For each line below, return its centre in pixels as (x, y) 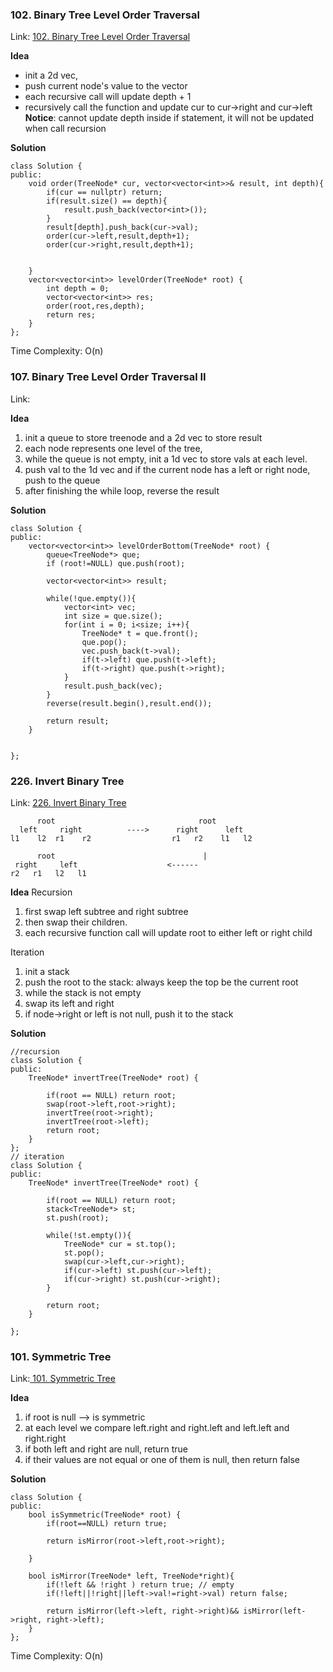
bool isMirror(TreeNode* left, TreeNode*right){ (131, 1576)
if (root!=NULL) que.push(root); (116, 563)
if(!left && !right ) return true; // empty (140, 1585)
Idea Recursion (41, 892)
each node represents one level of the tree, (113, 448)
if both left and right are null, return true (106, 1449)
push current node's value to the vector (106, 86)
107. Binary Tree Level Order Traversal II (108, 377)
